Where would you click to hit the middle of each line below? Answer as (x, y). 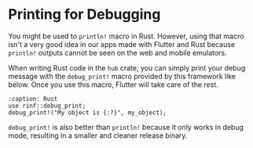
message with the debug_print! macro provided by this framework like (122, 76)
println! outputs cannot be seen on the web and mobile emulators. (117, 52)
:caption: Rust (33, 99)
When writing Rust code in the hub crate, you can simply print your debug (127, 67)
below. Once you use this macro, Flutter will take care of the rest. (113, 85)
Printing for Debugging (84, 14)
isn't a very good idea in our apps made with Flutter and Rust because (122, 44)
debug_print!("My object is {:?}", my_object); (88, 112)
